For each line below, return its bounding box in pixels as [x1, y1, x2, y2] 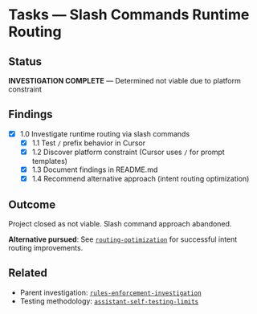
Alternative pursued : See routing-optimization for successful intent [8, 234, 238, 244]
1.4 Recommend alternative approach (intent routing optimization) [31, 174, 250, 184]
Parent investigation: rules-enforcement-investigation [19, 287, 202, 297]
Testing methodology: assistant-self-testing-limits [19, 296, 199, 306]
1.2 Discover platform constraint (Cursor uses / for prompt [31, 147, 225, 157]
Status [8, 55, 43, 68]
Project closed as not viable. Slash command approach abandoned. [8, 218, 232, 228]
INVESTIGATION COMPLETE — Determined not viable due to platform [8, 76, 241, 85]
